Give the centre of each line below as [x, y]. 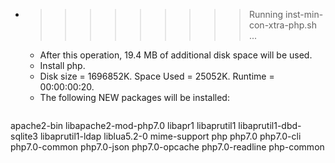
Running [266, 14]
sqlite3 [24, 136]
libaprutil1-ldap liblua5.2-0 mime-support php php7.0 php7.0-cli [170, 136]
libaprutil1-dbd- [270, 125]
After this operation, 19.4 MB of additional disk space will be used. [176, 55]
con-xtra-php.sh [282, 25]
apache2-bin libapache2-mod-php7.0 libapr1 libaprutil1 [123, 125]
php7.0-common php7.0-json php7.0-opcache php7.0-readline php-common [167, 147]
